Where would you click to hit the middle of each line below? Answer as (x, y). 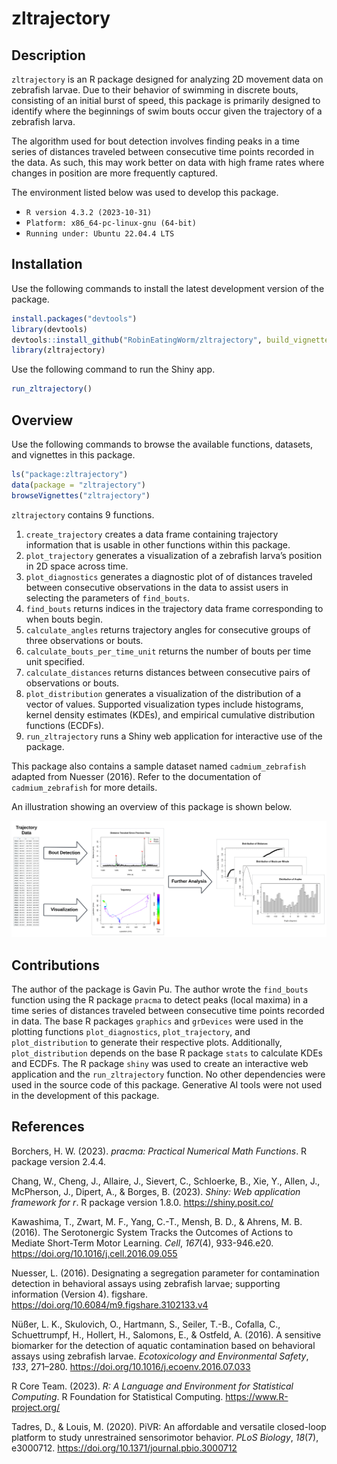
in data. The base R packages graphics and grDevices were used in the (157, 1021)
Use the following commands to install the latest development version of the (168, 288)
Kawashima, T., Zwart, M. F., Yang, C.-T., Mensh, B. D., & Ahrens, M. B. (157, 1221)
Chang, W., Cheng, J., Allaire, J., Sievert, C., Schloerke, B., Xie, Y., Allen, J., (166, 1181)
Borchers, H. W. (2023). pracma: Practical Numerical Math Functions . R (159, 1151)
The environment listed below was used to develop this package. (145, 192)
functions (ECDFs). (65, 725)
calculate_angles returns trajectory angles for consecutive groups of (168, 629)
